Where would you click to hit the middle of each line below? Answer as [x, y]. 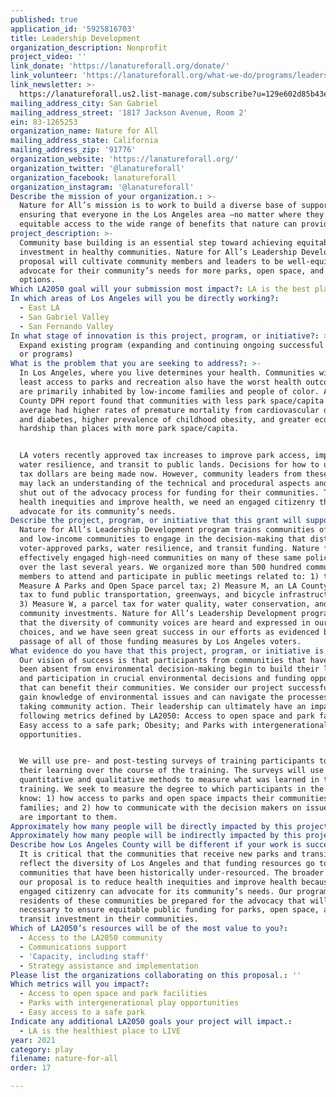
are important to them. [68, 817]
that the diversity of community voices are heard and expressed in [165, 623]
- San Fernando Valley [66, 326]
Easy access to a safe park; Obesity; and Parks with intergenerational [174, 725]
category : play [42, 1049]
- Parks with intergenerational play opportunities [129, 1003]
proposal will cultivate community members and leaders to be [151, 261]
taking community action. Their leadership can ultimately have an [163, 706]
